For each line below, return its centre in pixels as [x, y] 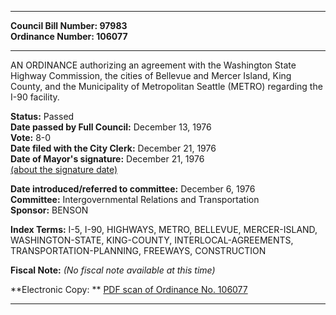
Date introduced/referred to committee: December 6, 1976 [133, 189]
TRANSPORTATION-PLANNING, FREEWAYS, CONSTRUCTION [138, 250]
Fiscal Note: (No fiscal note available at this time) [113, 270]
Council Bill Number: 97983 [69, 25]
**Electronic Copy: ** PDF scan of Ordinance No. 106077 [129, 289]
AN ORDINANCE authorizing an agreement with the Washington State [153, 65]
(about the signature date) [64, 169]
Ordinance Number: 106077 [69, 36]
